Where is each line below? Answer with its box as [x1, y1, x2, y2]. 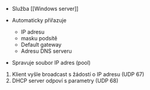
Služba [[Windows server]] [11, 5, 79, 12]
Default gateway [20, 41, 62, 48]
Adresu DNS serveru [20, 47, 72, 55]
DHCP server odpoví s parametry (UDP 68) [11, 77, 119, 84]
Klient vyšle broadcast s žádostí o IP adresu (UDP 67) [11, 71, 145, 77]
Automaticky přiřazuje [11, 17, 67, 23]
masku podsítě [20, 35, 58, 41]
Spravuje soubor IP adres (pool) [11, 59, 91, 66]
